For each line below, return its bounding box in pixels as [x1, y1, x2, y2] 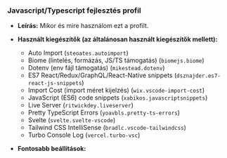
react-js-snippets [27, 80, 82, 87]
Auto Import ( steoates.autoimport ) [27, 48, 129, 58]
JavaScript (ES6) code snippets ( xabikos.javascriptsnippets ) [27, 93, 208, 102]
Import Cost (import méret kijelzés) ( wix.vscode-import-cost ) [27, 86, 205, 95]
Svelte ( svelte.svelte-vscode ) [27, 116, 116, 124]
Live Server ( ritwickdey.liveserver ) [27, 101, 134, 110]
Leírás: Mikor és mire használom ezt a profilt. [17, 22, 149, 30]
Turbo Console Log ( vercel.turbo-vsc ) [27, 131, 141, 139]
